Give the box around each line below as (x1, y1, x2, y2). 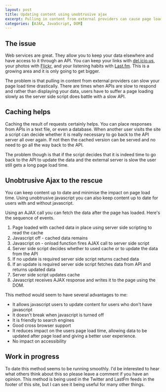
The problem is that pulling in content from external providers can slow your (5, 78, 160, 84)
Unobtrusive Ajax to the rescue (5, 176, 103, 185)
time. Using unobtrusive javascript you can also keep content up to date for (5, 195, 159, 201)
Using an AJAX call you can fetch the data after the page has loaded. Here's (5, 210, 161, 216)
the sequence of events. (5, 215, 55, 220)
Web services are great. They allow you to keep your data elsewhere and (5, 52, 154, 58)
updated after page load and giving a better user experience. (12, 333, 137, 339)
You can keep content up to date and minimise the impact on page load (5, 189, 151, 195)
